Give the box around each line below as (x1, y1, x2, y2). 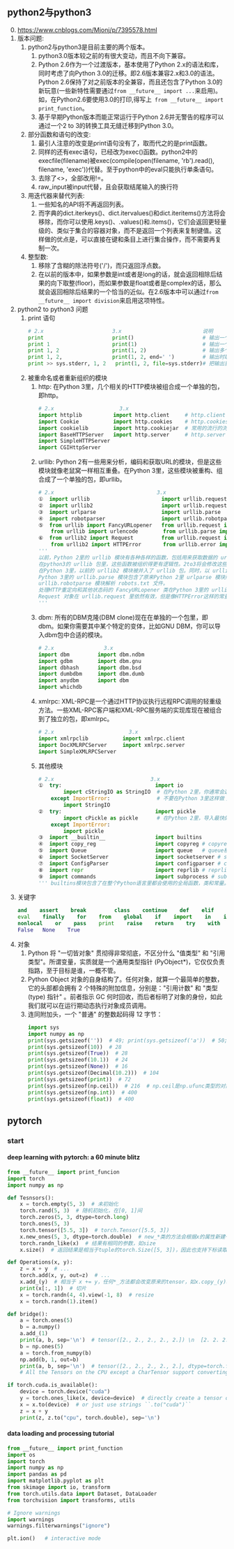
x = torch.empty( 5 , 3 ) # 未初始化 (19, 1201, 119, 1208)
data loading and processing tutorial (7, 1429, 115, 1438)
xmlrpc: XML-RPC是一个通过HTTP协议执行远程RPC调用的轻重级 (38, 697, 221, 706)
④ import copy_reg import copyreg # (38, 841, 205, 848)
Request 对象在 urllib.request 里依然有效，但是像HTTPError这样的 (38, 593, 219, 600)
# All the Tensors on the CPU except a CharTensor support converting (19, 1369, 229, 1376)
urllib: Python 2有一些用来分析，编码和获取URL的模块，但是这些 (38, 457, 222, 466)
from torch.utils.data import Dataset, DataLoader (7, 1490, 157, 1497)
